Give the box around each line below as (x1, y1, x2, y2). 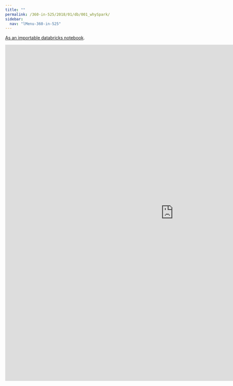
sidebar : (5, 16, 23, 21)
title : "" (5, 7, 26, 12)
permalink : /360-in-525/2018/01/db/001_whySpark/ (5, 12, 111, 17)
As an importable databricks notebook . (5, 35, 85, 41)
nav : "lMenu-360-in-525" (9, 21, 61, 26)
